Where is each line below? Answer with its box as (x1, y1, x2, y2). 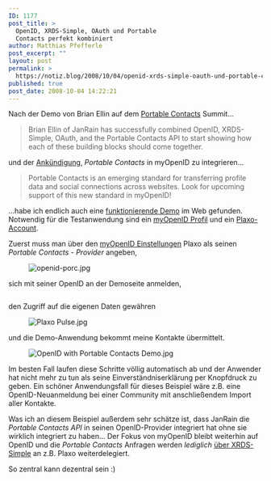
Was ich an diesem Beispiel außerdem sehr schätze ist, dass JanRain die (8, 414, 250, 424)
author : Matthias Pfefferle (8, 42, 103, 50)
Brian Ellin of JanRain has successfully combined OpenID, (27, 124, 220, 134)
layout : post (8, 57, 52, 65)
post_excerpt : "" (8, 49, 67, 57)
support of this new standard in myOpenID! (27, 191, 172, 200)
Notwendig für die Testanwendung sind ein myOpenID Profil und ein (8, 215, 236, 225)
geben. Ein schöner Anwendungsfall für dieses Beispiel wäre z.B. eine (8, 382, 241, 391)
